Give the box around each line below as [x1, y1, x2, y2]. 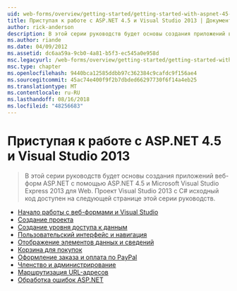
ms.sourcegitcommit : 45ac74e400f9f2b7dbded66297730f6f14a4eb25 [7, 76, 197, 84]
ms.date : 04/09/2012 [7, 43, 68, 50]
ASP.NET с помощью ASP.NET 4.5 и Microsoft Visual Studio [43, 178, 219, 188]
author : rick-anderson [7, 23, 74, 30]
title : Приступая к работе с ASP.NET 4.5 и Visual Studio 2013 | [7, 17, 203, 24]
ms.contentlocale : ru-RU [7, 89, 80, 96]
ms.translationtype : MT [7, 83, 78, 90]
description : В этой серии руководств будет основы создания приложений [7, 30, 226, 38]
